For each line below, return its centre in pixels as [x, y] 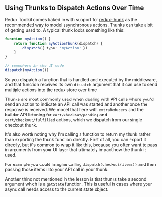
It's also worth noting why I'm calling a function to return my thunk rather [78, 134]
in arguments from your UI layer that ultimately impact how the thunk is [76, 149]
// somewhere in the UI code [34, 66]
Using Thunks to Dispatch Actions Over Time [74, 8]
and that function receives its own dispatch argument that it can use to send [81, 84]
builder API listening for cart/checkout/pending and [56, 115]
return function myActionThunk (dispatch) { [58, 43]
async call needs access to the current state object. [57, 189]
